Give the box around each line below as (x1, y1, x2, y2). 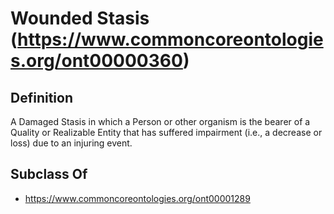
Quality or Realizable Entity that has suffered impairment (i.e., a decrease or (10, 127, 323, 138)
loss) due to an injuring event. (10, 137, 133, 149)
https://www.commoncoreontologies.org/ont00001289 (24, 192, 251, 204)
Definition (10, 89, 73, 106)
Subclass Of (10, 166, 88, 183)
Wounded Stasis (10, 7, 150, 30)
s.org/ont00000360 (10, 50, 183, 72)
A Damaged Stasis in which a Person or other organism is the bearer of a (10, 116, 311, 127)
